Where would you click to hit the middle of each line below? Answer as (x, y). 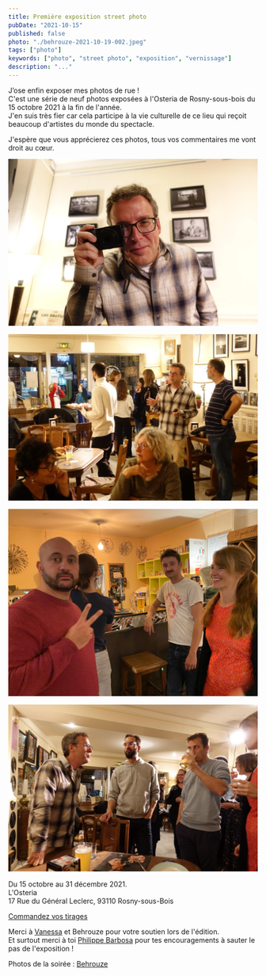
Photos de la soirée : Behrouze (58, 963)
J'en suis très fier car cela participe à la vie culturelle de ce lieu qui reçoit (127, 116)
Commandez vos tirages (48, 916)
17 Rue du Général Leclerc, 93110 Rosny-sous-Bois (91, 901)
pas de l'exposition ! (41, 948)
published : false (37, 33)
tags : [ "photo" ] (35, 50)
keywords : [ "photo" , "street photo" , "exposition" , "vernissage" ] (120, 59)
